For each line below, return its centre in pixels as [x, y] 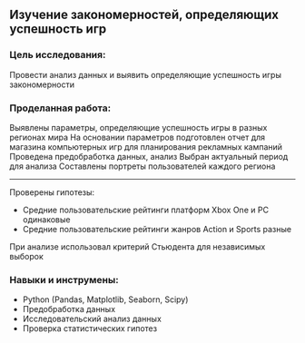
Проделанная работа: [60, 108]
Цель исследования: [58, 55]
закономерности [42, 84]
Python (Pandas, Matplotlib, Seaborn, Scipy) [105, 299]
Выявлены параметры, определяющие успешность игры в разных [138, 127]
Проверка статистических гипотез [89, 328]
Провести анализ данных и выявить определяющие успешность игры [145, 74]
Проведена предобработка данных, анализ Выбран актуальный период [149, 156]
